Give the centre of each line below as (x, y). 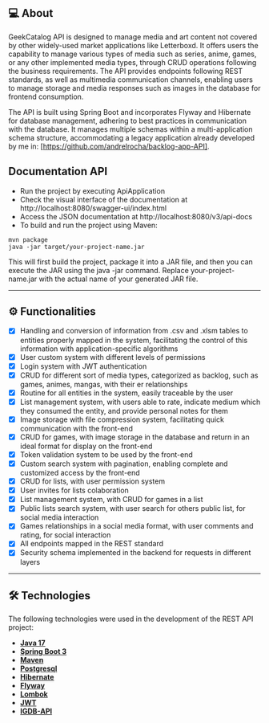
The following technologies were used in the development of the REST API (131, 619)
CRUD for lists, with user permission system (92, 481)
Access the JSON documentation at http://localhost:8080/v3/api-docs (136, 216)
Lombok (34, 694)
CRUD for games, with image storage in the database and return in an (134, 437)
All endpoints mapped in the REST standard (92, 544)
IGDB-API (36, 711)
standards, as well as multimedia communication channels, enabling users (131, 80)
